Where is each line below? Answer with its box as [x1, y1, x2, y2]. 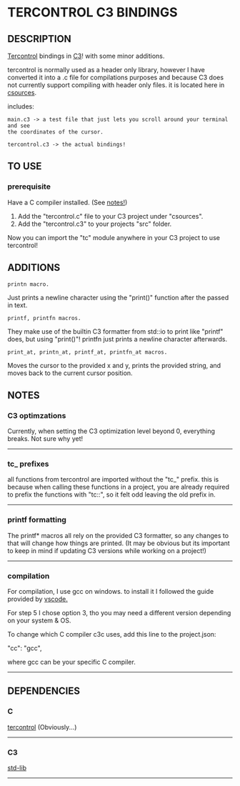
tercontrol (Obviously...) [7, 722, 77, 731]
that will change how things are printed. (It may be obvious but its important [7, 539, 230, 547]
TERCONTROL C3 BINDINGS [7, 4, 178, 21]
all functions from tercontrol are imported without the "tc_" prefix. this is [7, 475, 219, 484]
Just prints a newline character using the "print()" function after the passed [7, 293, 229, 302]
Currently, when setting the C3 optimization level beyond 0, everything [7, 427, 216, 436]
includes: [7, 102, 34, 111]
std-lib [7, 764, 27, 772]
